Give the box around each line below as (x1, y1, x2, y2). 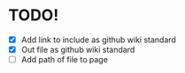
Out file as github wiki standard (20, 45, 135, 55)
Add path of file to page (20, 55, 108, 65)
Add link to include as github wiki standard (20, 34, 176, 45)
